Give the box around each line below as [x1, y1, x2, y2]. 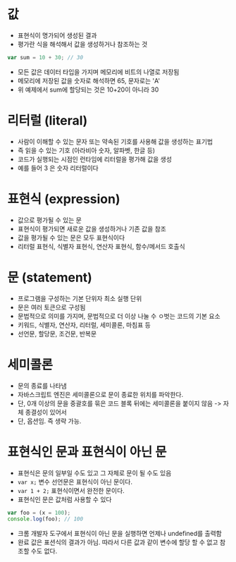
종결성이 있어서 [25, 408, 67, 416]
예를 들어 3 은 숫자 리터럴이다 [17, 164, 99, 172]
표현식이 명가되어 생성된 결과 [17, 31, 97, 39]
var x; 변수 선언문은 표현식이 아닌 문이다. [17, 477, 132, 486]
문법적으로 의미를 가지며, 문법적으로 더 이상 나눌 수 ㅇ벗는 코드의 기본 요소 [17, 312, 221, 320]
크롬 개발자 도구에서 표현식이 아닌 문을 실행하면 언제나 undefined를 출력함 [17, 530, 222, 538]
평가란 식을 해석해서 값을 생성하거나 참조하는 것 [17, 39, 148, 48]
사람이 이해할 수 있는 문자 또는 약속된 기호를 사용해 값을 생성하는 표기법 [17, 137, 213, 145]
